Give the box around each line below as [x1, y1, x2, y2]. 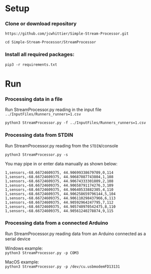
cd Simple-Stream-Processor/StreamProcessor [5, 40, 96, 45]
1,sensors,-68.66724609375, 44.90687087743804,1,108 [5, 174, 114, 179]
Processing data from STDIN [5, 132, 74, 139]
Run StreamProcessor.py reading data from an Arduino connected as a [5, 231, 146, 237]
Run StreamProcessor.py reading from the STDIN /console [5, 143, 119, 148]
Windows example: [5, 245, 43, 251]
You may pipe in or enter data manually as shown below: [5, 161, 118, 166]
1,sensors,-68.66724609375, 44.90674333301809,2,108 [5, 179, 114, 183]
